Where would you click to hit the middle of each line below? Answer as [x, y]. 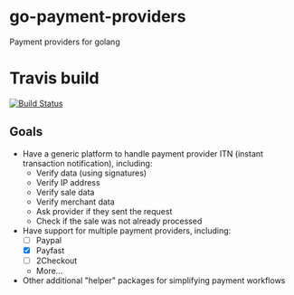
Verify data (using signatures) [91, 173]
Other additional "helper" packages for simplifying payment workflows [154, 280]
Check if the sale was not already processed [119, 221]
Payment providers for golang [65, 42]
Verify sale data [65, 192]
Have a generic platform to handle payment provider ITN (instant [143, 153]
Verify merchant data [75, 202]
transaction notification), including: [87, 163]
